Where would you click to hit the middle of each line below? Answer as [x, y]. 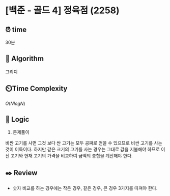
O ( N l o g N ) [15, 103]
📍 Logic [17, 119]
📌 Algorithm [25, 59]
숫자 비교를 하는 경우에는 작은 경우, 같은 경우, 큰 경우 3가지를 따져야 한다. [85, 188]
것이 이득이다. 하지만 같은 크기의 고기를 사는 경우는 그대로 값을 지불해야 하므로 [83, 149]
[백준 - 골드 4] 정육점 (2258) [62, 10]
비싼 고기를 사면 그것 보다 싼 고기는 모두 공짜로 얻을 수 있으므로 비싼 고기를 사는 [84, 143]
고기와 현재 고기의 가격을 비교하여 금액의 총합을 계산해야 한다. [72, 156]
